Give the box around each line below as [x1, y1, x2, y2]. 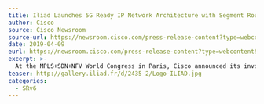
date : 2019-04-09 [8, 41, 65, 48]
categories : [8, 77, 47, 84]
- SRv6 [15, 84, 37, 92]
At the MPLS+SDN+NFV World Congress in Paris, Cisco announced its [15, 63, 241, 70]
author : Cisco [8, 19, 55, 27]
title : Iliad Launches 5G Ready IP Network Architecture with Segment [8, 11, 244, 20]
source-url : [8, 33, 47, 41]
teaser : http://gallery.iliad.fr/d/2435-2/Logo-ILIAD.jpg [8, 70, 202, 77]
